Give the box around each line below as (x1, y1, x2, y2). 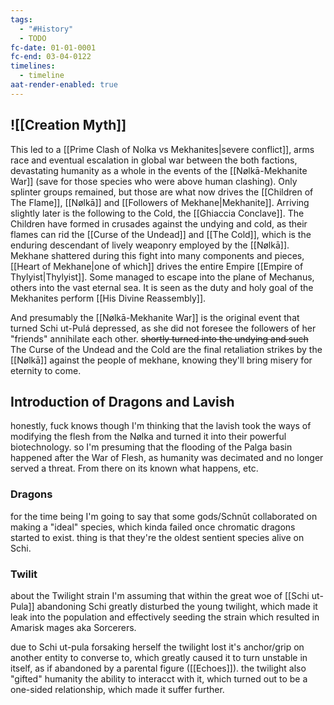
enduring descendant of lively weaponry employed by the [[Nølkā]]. (10, 239, 290, 251)
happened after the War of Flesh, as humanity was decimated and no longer (10, 452, 324, 464)
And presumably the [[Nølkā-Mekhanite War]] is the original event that (10, 311, 300, 323)
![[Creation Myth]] (10, 117, 127, 134)
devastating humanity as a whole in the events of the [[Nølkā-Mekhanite (10, 164, 308, 176)
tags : (10, 14, 33, 25)
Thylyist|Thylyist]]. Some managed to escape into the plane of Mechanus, (10, 271, 315, 283)
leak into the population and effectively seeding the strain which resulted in (10, 611, 320, 623)
